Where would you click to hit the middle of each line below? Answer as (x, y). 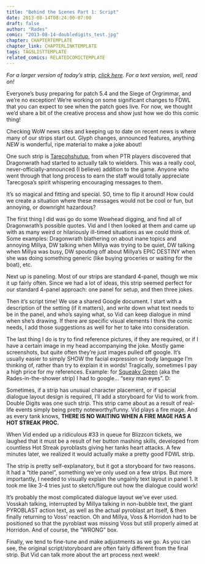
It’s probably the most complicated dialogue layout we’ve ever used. (92, 497)
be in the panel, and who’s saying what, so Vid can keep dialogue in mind (99, 314)
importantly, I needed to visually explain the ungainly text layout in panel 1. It (102, 479)
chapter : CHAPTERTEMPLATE (39, 40)
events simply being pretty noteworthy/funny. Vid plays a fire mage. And (106, 409)
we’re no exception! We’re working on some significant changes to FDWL (99, 100)
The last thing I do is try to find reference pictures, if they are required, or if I (102, 339)
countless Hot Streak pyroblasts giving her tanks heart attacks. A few (94, 447)
